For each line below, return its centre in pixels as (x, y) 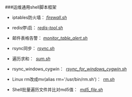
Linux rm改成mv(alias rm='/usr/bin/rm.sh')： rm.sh (63, 79)
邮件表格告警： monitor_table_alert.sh (50, 38)
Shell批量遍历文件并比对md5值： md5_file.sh (58, 89)
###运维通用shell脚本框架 (31, 7)
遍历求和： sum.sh (31, 59)
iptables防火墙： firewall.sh (39, 17)
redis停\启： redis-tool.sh (37, 28)
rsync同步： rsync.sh (33, 48)
